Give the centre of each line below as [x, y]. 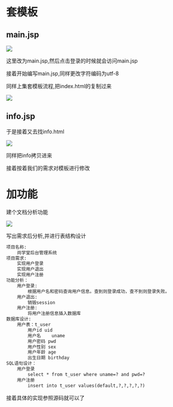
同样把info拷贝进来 [29, 155]
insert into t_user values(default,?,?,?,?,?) [86, 386]
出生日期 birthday [49, 358]
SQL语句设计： [21, 363]
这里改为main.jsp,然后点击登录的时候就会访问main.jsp [72, 61]
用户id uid [40, 330]
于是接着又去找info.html [35, 131]
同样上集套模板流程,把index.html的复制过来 [59, 86]
